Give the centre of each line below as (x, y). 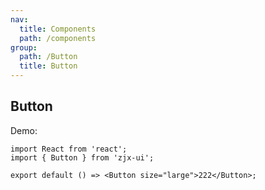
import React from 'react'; (69, 149)
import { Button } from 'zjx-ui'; (82, 157)
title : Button (48, 66)
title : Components (58, 29)
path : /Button (48, 57)
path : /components (58, 38)
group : (24, 47)
